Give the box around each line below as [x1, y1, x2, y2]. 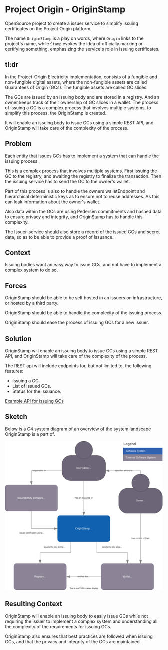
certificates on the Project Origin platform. [5, 25, 92, 31]
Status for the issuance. [12, 388, 61, 394]
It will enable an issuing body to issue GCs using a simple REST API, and [5, 119, 154, 126]
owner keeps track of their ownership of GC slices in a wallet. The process [5, 99, 159, 105]
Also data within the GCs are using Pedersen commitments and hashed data [5, 208, 162, 214]
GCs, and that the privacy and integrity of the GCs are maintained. [5, 638, 141, 644]
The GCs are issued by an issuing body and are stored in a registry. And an [5, 94, 160, 100]
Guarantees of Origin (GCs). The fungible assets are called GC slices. [5, 84, 148, 90]
